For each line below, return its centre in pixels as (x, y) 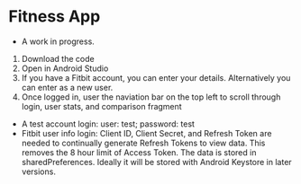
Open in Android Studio (65, 68)
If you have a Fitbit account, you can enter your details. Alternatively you (156, 77)
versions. (38, 171)
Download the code (58, 58)
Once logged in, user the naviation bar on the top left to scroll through (151, 97)
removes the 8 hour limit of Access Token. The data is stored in (139, 152)
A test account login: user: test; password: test (108, 124)
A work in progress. (58, 41)
